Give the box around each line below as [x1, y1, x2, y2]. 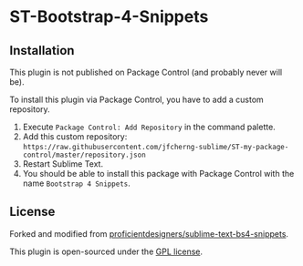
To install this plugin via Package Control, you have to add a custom [9, 94, 265, 105]
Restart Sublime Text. [22, 159, 103, 169]
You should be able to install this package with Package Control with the [22, 169, 295, 179]
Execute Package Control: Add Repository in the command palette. [22, 121, 276, 132]
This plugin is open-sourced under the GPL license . [9, 246, 204, 257]
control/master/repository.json [22, 150, 146, 159]
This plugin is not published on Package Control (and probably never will [9, 66, 283, 77]
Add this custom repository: [22, 131, 128, 142]
